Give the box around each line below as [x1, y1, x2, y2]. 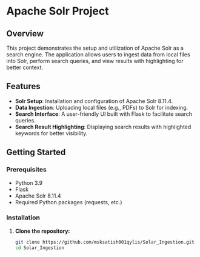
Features [6, 81, 41, 92]
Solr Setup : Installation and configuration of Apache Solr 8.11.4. [15, 97, 173, 104]
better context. [6, 64, 44, 71]
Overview [6, 28, 44, 39]
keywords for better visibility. [15, 129, 88, 137]
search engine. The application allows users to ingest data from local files [6, 51, 190, 58]
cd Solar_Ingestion [15, 244, 65, 251]
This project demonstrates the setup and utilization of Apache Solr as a [6, 44, 184, 52]
